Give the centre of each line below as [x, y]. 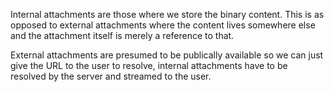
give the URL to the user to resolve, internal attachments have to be [149, 65]
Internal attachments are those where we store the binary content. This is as [167, 14]
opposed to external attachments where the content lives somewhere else [163, 25]
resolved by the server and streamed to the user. [111, 76]
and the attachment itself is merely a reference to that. [122, 35]
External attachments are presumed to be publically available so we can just [167, 55]
